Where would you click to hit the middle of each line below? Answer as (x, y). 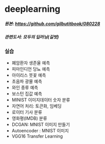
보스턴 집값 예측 (27, 93)
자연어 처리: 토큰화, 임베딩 (37, 106)
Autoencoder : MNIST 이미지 (40, 130)
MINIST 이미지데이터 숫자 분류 (41, 100)
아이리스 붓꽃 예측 (29, 75)
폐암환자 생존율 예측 (31, 63)
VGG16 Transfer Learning (37, 136)
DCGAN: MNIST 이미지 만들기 (41, 124)
